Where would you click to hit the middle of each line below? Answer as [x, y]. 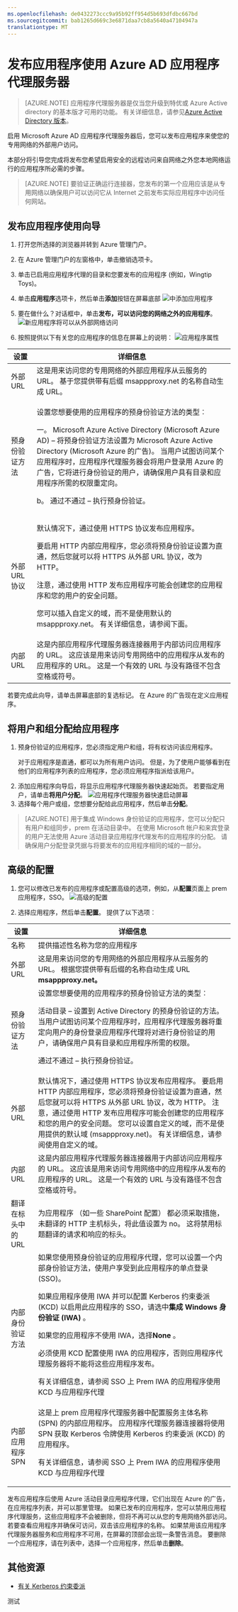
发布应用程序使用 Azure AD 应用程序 [113, 64]
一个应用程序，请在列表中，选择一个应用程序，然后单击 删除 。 [97, 1542]
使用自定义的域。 [74, 1145]
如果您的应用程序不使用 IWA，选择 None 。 [109, 1335]
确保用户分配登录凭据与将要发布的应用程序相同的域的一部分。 [115, 845]
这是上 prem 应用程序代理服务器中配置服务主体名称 [123, 1412]
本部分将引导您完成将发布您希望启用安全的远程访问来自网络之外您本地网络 [116, 160]
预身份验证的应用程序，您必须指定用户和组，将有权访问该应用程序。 [117, 747]
